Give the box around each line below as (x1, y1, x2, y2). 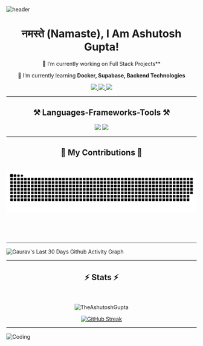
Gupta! (83, 40, 120, 54)
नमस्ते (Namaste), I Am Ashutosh (21, 27, 182, 41)
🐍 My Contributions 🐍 (60, 148, 143, 158)
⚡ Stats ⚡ (84, 272, 119, 282)
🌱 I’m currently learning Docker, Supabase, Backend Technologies (18, 71, 185, 79)
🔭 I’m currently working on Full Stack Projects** (42, 60, 161, 67)
